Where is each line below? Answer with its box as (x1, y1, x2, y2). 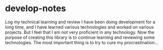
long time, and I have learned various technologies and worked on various (5, 24, 154, 30)
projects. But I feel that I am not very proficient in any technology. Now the (5, 29, 155, 35)
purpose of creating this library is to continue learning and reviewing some (5, 34, 155, 40)
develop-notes (5, 3, 66, 14)
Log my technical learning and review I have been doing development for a (5, 19, 155, 25)
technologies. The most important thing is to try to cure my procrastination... (5, 39, 159, 45)
